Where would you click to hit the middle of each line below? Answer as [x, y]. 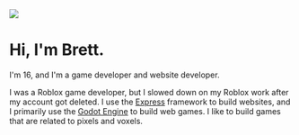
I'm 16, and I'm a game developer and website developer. [114, 75]
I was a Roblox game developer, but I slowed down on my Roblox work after [149, 92]
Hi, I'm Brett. [57, 50]
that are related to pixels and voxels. [76, 121]
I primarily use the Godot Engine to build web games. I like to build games [145, 111]
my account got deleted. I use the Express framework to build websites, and [150, 102]
